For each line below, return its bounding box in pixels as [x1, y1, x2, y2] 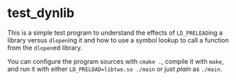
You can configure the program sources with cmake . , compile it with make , [7, 57, 225, 65]
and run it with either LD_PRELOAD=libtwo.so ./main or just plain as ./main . [7, 64, 223, 73]
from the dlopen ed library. [7, 43, 83, 52]
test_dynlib [7, 5, 74, 21]
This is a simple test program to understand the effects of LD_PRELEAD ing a [7, 28, 223, 37]
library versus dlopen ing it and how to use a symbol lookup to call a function [7, 35, 229, 44]
